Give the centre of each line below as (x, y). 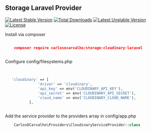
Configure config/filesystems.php (39, 62)
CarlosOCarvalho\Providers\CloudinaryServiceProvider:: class (77, 125)
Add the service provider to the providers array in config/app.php (71, 116)
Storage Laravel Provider (43, 8)
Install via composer (25, 34)
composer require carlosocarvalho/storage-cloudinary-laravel (78, 48)
